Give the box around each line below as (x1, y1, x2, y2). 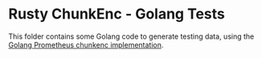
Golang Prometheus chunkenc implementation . (8, 39, 164, 49)
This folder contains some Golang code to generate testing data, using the (8, 31, 255, 41)
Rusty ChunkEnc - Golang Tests (8, 5, 225, 23)
